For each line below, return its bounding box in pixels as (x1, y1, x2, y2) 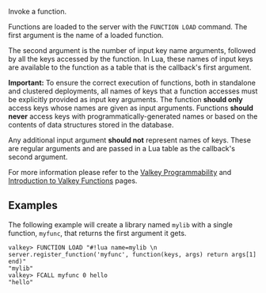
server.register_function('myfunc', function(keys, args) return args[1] (8, 250, 257, 258)
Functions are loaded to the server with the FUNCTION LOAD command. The (8, 22, 248, 31)
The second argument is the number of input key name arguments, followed (8, 46, 256, 55)
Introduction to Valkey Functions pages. (8, 176, 138, 185)
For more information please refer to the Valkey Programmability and (8, 168, 232, 177)
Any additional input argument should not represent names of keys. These (8, 135, 252, 145)
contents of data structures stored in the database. (8, 120, 174, 129)
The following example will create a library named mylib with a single (8, 219, 234, 229)
